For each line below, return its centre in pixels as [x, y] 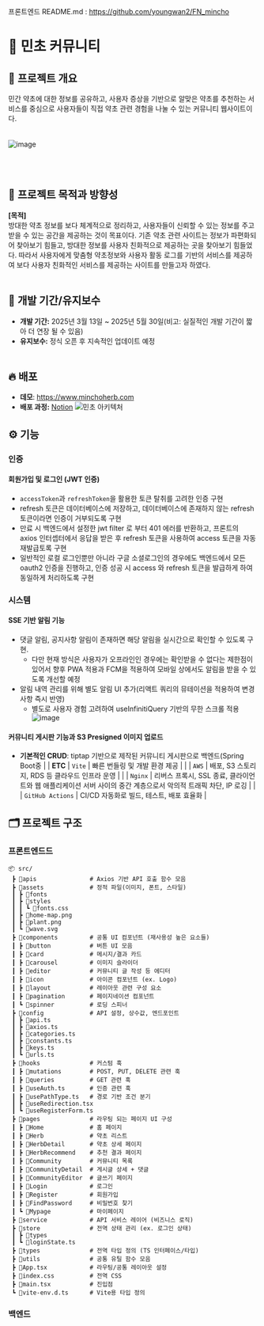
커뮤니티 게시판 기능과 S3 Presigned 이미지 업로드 [86, 737]
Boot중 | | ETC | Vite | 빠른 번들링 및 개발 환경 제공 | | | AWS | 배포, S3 [127, 766]
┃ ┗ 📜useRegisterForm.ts [52, 1111]
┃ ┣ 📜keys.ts [33, 1047]
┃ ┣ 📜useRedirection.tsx [52, 1104]
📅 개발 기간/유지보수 [55, 300]
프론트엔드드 [31, 851]
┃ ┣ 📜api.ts [31, 1020]
